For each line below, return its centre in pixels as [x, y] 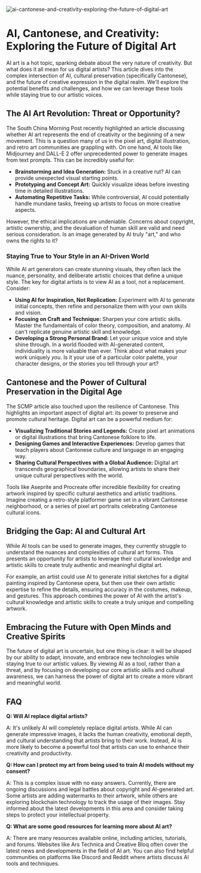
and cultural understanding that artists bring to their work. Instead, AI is [94, 740]
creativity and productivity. [39, 754]
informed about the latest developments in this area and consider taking [95, 808]
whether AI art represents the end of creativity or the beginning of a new [96, 134]
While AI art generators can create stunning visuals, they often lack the [94, 269]
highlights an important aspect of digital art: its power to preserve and [92, 412]
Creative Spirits [36, 637]
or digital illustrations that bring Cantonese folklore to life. [86, 437]
